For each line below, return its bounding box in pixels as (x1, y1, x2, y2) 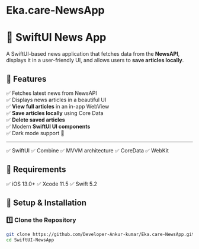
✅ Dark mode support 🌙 (6, 129, 65, 136)
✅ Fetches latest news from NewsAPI (6, 90, 98, 97)
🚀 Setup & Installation (6, 198, 87, 208)
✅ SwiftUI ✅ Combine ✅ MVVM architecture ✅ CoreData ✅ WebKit (6, 146, 169, 154)
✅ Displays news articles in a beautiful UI (6, 96, 107, 103)
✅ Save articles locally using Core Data (6, 109, 104, 116)
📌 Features (6, 74, 47, 84)
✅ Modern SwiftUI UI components (6, 123, 91, 130)
